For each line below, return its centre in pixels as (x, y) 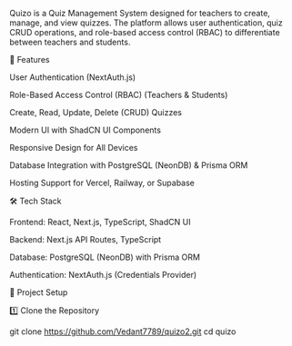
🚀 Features (30, 59)
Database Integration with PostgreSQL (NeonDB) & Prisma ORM (129, 165)
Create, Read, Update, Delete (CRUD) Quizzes (96, 112)
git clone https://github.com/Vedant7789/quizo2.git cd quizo (123, 331)
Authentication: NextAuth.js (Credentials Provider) (103, 275)
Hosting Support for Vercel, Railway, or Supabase (102, 183)
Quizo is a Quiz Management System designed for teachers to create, (140, 13)
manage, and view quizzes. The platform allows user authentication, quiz (146, 23)
